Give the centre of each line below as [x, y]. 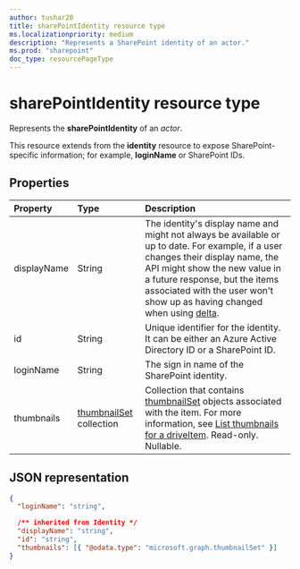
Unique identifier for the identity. [213, 327]
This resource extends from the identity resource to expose [120, 145]
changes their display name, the [212, 257]
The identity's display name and [212, 223]
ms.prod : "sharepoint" [51, 51]
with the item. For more [193, 412]
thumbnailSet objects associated [213, 401]
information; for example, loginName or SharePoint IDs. [143, 155]
